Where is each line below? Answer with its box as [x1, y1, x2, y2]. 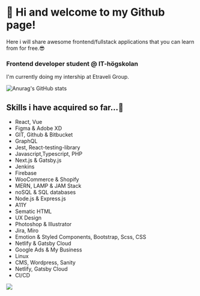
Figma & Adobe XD [14, 125, 62, 132]
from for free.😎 [6, 45, 45, 52]
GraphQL [14, 138, 38, 145]
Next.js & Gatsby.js [14, 156, 62, 164]
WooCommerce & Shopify [14, 176, 79, 183]
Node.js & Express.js [14, 195, 66, 202]
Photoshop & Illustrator [14, 221, 72, 228]
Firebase [14, 170, 37, 177]
